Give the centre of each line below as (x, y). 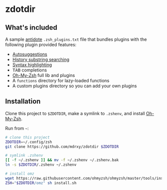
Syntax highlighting (32, 65)
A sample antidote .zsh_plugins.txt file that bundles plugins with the (76, 39)
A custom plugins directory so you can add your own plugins (75, 86)
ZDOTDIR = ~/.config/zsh (29, 142)
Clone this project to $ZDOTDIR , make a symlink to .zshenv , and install (75, 113)
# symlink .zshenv (24, 156)
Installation (23, 101)
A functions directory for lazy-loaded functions (61, 81)
